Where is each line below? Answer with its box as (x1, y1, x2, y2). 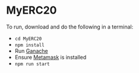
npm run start (14, 61, 50, 67)
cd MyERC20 (14, 36, 42, 42)
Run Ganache (14, 47, 49, 54)
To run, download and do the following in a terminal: (6, 23, 134, 30)
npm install (14, 42, 45, 48)
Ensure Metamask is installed (14, 53, 87, 61)
